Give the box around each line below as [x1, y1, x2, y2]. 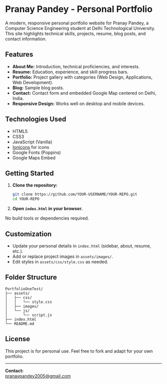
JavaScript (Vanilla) [12, 138, 53, 145]
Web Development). [12, 79, 54, 85]
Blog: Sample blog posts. [12, 85, 65, 91]
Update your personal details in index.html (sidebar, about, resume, [12, 243, 152, 249]
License [5, 335, 30, 343]
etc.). [12, 248, 23, 254]
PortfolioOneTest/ [5, 286, 43, 291]
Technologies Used [5, 115, 66, 124]
